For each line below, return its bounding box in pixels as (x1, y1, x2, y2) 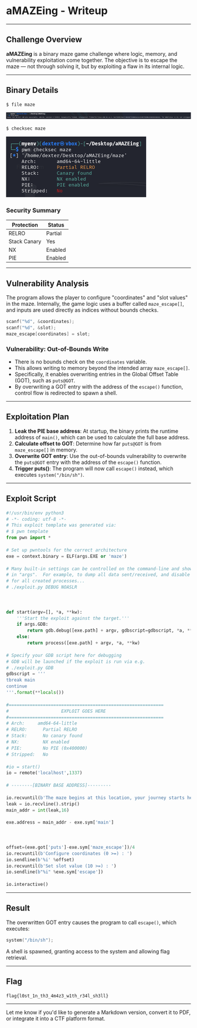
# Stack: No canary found (6, 733, 83, 739)
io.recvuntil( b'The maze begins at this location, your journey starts (6, 794, 185, 801)
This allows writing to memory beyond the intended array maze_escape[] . (14, 365, 190, 372)
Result (6, 903, 30, 914)
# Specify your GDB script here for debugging (6, 652, 122, 658)
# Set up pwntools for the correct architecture (6, 547, 127, 553)
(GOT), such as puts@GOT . (14, 377, 76, 384)
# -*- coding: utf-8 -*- (6, 516, 67, 522)
